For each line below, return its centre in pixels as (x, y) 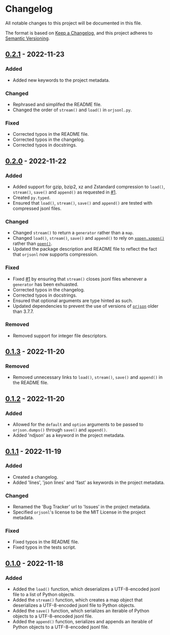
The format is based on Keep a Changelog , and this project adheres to (79, 33)
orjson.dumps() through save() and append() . (60, 430)
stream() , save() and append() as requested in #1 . (65, 192)
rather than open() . (32, 243)
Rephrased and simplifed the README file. (57, 104)
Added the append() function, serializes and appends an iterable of (82, 622)
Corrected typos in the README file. (51, 134)
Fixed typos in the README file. (46, 542)
